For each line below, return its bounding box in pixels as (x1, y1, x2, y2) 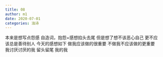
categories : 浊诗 (5, 20, 39, 26)
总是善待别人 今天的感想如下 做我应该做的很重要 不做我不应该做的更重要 (9, 41, 155, 47)
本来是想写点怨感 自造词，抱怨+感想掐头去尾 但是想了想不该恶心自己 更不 (5, 35, 154, 40)
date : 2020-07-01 (5, 16, 41, 21)
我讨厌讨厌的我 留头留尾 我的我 (5, 47, 68, 53)
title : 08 (5, 7, 26, 12)
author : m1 (5, 12, 27, 17)
